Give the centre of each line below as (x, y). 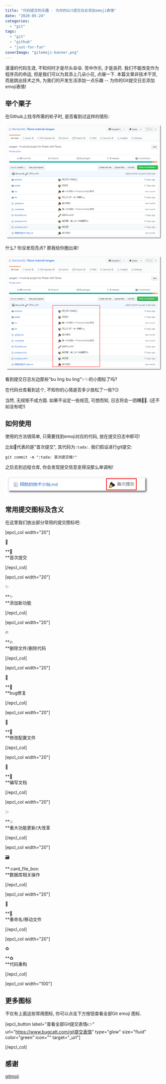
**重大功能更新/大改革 (28, 828)
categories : (17, 21)
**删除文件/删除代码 (26, 648)
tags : (11, 32)
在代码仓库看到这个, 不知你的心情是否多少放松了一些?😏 (62, 390)
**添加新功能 (18, 603)
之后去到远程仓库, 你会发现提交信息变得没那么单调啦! (59, 467)
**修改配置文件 (21, 738)
